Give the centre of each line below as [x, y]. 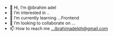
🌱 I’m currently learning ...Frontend [44, 18]
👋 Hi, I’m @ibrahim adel [33, 8]
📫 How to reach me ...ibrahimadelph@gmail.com [59, 28]
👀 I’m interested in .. [29, 13]
